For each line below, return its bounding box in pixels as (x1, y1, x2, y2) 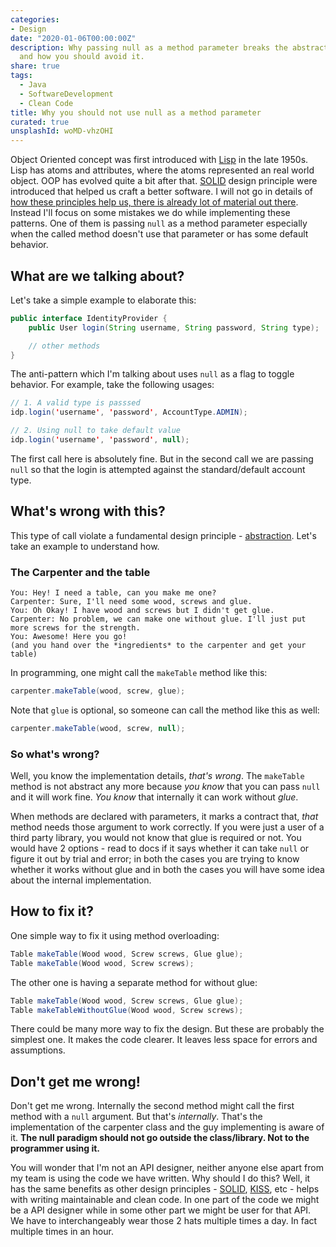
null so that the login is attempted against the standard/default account (10, 463, 306, 475)
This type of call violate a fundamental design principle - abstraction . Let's (10, 529, 317, 541)
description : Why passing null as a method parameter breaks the (10, 42, 288, 53)
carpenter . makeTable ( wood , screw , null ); (10, 723, 186, 733)
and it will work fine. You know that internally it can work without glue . (10, 791, 299, 803)
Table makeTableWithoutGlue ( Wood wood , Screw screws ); (10, 1005, 244, 1015)
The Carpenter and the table (10, 565, 151, 579)
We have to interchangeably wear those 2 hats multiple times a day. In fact (10, 1215, 318, 1227)
